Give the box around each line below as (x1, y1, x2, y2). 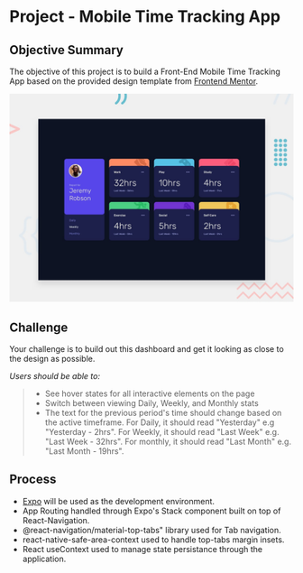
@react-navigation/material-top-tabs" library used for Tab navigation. (22, 524, 281, 535)
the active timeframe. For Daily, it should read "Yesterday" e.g (44, 417, 275, 428)
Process (9, 472, 57, 487)
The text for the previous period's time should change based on (44, 407, 282, 418)
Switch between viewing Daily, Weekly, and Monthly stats (44, 397, 259, 408)
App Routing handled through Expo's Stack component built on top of (22, 505, 281, 516)
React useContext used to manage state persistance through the (22, 543, 263, 554)
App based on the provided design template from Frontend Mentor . (9, 76, 259, 87)
